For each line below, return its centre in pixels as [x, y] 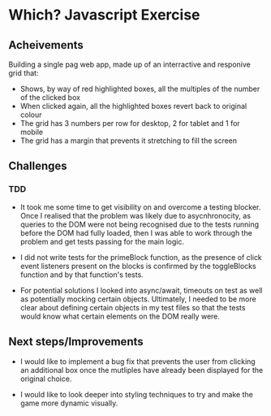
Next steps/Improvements [76, 342]
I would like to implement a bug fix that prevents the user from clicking [138, 361]
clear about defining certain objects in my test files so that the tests [133, 307]
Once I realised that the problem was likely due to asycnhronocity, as [135, 215]
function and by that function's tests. [82, 275]
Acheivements [46, 45]
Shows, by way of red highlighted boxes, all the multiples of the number [140, 89]
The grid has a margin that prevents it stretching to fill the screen [129, 141]
